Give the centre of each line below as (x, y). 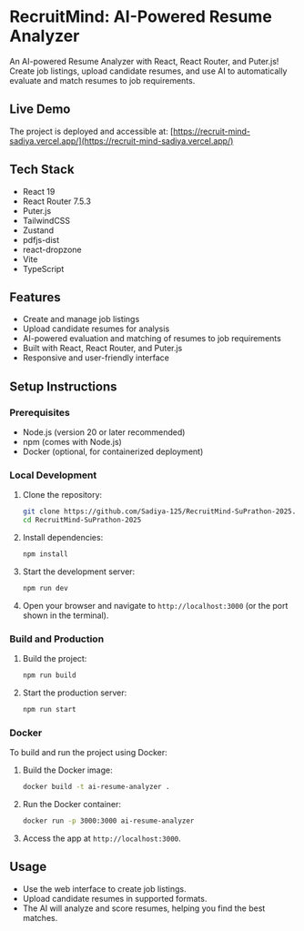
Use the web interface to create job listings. (104, 888)
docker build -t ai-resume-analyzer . (96, 787)
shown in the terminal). (66, 615)
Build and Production (57, 639)
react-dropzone (52, 249)
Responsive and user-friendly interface (96, 358)
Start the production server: (75, 693)
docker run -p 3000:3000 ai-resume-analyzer (108, 821)
